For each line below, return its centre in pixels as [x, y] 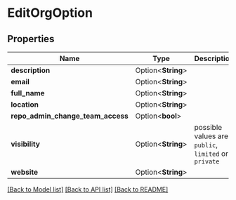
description [31, 70]
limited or [211, 154]
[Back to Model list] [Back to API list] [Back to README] [88, 189]
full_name [28, 93]
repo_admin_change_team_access [70, 116]
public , [206, 145]
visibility [26, 144]
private [207, 162]
